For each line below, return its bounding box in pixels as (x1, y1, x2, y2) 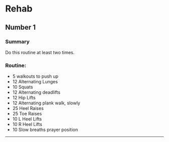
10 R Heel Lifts (12, 121, 43, 127)
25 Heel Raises (12, 105, 44, 111)
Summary (5, 38, 30, 45)
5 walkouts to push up (12, 73, 59, 79)
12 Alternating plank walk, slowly (12, 100, 80, 106)
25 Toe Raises (12, 111, 42, 117)
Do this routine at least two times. (5, 49, 75, 55)
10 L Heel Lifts (12, 116, 42, 122)
